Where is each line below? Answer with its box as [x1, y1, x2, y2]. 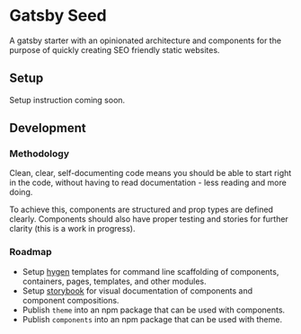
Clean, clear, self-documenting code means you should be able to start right [9, 168, 292, 179]
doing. [9, 187, 33, 198]
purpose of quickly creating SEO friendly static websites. [9, 44, 220, 55]
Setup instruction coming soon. [9, 94, 126, 105]
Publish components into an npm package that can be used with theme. [22, 313, 283, 324]
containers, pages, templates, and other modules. [22, 276, 207, 286]
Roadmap [9, 246, 52, 259]
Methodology [9, 147, 70, 160]
